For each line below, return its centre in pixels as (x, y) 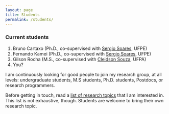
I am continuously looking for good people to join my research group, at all (83, 74)
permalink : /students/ (29, 19)
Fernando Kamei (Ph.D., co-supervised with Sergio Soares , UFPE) (82, 53)
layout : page (19, 10)
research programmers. (30, 85)
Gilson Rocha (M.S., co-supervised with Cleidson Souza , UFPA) (79, 59)
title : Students (22, 15)
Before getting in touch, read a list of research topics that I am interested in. (85, 95)
